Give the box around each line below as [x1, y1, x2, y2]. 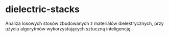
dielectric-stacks [5, 4, 80, 15]
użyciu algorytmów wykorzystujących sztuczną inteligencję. [5, 25, 132, 31]
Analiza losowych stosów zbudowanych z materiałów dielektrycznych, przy [5, 20, 164, 26]
